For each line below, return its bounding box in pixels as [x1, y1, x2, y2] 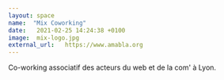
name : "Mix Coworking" [8, 19, 87, 27]
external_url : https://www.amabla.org [8, 41, 144, 49]
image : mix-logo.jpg [8, 33, 80, 42]
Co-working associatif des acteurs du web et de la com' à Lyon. [8, 63, 216, 72]
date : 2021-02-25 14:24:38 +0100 [8, 26, 126, 34]
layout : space [8, 11, 55, 20]
